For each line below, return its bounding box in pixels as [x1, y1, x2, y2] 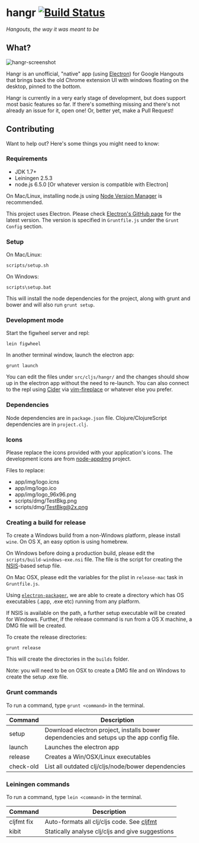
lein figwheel [6, 341, 41, 347]
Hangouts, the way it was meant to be [6, 26, 99, 33]
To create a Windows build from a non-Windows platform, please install [6, 532, 181, 539]
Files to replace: [6, 467, 46, 474]
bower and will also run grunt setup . [6, 301, 95, 308]
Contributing [6, 124, 54, 134]
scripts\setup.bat [6, 285, 52, 291]
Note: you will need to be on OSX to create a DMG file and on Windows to [6, 667, 186, 674]
